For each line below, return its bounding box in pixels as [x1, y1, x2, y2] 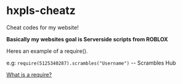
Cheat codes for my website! [6, 24, 79, 31]
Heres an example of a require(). [6, 47, 89, 55]
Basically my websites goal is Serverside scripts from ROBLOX [6, 35, 169, 43]
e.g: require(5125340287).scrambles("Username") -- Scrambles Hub [6, 59, 177, 66]
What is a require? [6, 71, 52, 78]
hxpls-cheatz [6, 4, 76, 18]
